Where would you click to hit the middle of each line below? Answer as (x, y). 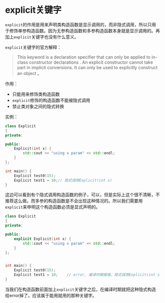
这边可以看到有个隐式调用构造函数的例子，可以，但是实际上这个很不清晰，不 (82, 195)
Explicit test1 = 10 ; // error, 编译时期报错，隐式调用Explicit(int (85, 275)
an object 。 (29, 73)
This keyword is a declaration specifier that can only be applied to (84, 57)
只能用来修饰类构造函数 (36, 94)
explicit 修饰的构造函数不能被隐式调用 (51, 100)
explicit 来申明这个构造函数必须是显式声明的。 (53, 207)
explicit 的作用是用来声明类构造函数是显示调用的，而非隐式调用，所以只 (79, 25)
